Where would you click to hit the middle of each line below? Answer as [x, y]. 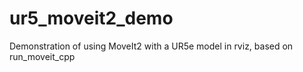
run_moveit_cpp [42, 56]
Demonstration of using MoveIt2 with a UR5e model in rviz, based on [151, 46]
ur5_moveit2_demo [91, 18]
